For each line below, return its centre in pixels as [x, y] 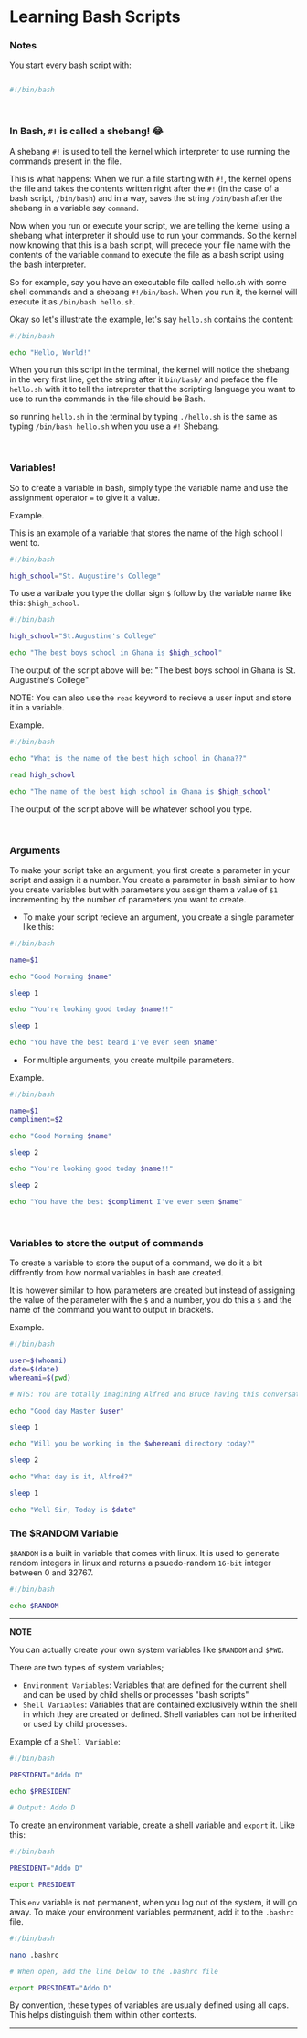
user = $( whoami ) [38, 1361]
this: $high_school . [44, 603]
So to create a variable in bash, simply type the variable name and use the [149, 487]
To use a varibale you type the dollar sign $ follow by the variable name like [151, 593]
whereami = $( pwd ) [40, 1378]
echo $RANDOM [34, 1606]
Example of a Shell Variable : [65, 1741]
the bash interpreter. [48, 264]
